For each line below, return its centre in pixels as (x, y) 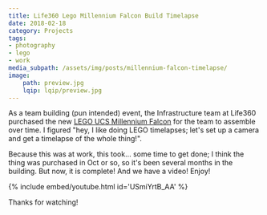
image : (19, 75)
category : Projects (41, 30)
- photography (32, 46)
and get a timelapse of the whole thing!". (75, 139)
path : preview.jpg (53, 83)
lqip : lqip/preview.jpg (63, 90)
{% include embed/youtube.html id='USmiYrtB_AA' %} (98, 187)
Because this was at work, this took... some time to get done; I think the (126, 154)
